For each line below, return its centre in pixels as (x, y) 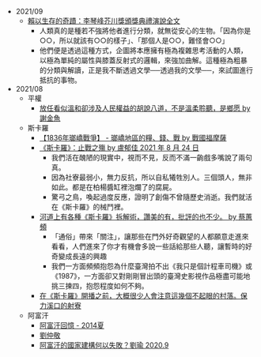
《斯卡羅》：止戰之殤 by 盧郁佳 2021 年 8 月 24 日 (119, 148)
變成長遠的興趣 (83, 256)
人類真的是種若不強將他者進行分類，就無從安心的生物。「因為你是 (145, 30)
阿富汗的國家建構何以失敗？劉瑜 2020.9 (104, 345)
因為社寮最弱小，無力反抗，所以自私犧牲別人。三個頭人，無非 (152, 177)
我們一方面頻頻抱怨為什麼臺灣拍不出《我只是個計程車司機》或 (152, 266)
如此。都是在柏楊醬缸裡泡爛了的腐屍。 (113, 187)
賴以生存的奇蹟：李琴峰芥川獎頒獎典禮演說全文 (104, 21)
